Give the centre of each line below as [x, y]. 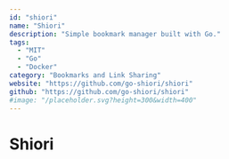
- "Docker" [37, 68]
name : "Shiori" [37, 26]
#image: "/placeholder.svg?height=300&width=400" [103, 100]
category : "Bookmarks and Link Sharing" [86, 76]
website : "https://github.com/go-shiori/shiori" [101, 83]
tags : [19, 42]
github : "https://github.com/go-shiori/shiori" [99, 91]
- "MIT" [32, 51]
